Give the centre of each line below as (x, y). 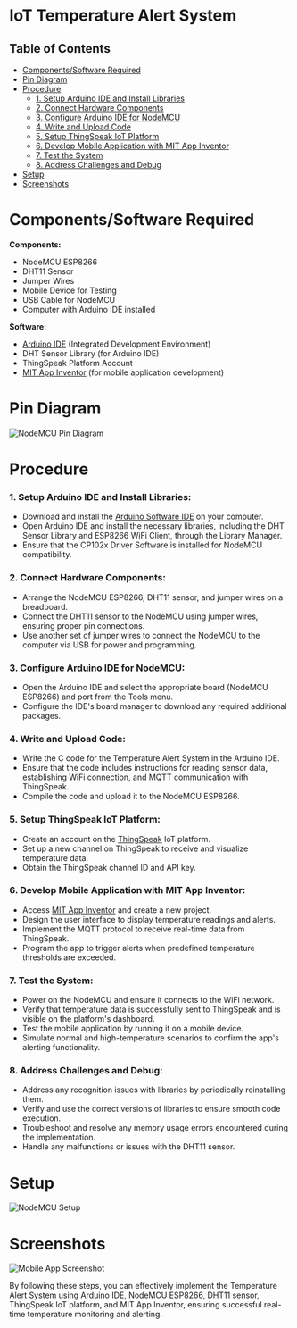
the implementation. (59, 1137)
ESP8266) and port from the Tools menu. (98, 697)
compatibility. (47, 555)
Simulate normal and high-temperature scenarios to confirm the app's (150, 1038)
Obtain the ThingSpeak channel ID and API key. (109, 867)
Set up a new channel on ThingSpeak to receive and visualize (135, 848)
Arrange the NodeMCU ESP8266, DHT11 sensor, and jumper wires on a (153, 597)
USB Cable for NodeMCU (69, 299)
